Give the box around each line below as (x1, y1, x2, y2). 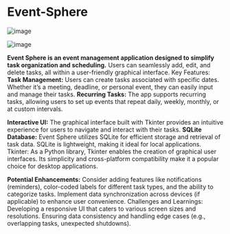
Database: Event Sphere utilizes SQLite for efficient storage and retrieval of (7, 132, 221, 141)
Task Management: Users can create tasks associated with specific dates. (7, 75, 220, 83)
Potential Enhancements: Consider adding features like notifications (7, 175, 203, 183)
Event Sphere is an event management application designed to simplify (7, 53, 215, 62)
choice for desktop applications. (7, 162, 98, 170)
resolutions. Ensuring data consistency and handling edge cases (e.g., (7, 211, 206, 220)
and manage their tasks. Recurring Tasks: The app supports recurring (7, 90, 207, 98)
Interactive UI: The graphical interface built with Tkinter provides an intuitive (7, 118, 224, 126)
